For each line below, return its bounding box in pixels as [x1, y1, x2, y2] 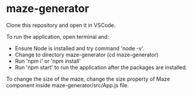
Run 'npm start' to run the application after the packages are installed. [14, 63, 188, 71]
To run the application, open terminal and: [6, 33, 109, 40]
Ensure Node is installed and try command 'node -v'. [14, 44, 145, 52]
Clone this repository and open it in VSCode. [6, 22, 116, 29]
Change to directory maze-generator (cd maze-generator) [14, 51, 159, 58]
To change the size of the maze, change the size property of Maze [6, 75, 170, 82]
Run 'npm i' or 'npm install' [14, 57, 81, 65]
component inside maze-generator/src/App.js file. [6, 81, 130, 88]
